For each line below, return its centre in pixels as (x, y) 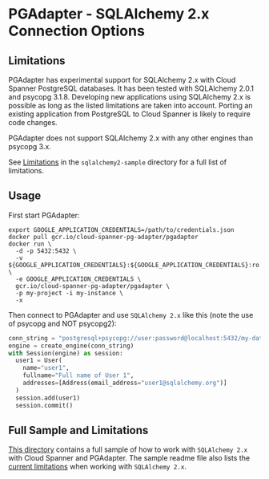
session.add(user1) (48, 398)
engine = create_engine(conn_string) (71, 346)
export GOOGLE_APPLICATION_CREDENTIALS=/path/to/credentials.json (121, 229)
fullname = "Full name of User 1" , (78, 375)
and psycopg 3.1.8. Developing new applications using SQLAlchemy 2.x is (129, 97)
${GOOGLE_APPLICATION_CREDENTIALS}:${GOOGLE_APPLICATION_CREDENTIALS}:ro (134, 265)
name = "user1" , (46, 368)
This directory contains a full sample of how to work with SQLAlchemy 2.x (128, 449)
